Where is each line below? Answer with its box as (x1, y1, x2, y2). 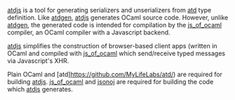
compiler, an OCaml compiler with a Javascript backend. (7, 28, 170, 36)
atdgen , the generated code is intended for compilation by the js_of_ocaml (7, 21, 222, 29)
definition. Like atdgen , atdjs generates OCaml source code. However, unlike (7, 13, 229, 22)
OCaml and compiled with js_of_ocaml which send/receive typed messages (7, 49, 226, 57)
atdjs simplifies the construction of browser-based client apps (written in (7, 42, 217, 50)
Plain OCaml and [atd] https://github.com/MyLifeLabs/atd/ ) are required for (7, 70, 223, 78)
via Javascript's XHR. (7, 57, 69, 65)
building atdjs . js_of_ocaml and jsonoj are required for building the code (7, 78, 214, 86)
